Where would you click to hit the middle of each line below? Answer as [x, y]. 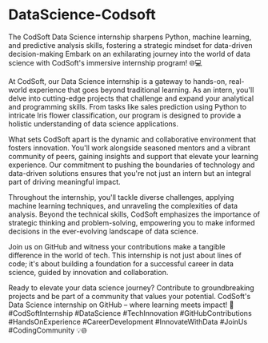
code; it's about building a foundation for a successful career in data [121, 263]
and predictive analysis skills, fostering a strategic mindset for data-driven [130, 45]
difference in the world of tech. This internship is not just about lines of [125, 255]
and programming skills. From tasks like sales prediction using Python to [127, 106]
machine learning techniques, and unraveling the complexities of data [123, 205]
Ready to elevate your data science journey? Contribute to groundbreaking [131, 287]
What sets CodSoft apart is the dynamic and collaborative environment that [132, 139]
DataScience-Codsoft [82, 15]
